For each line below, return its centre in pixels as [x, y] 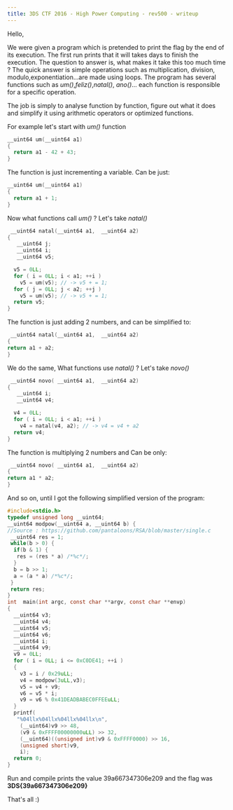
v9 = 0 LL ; [28, 654]
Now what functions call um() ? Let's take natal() [78, 218]
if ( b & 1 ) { [31, 550]
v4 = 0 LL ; [28, 413]
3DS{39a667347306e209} [48, 786]
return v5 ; [29, 302]
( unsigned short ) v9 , [50, 746]
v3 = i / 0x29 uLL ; [47, 673]
